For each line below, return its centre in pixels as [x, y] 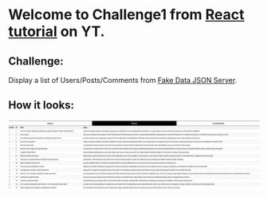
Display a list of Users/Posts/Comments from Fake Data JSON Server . [123, 80]
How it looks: [41, 105]
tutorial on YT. [57, 32]
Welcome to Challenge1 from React [126, 15]
